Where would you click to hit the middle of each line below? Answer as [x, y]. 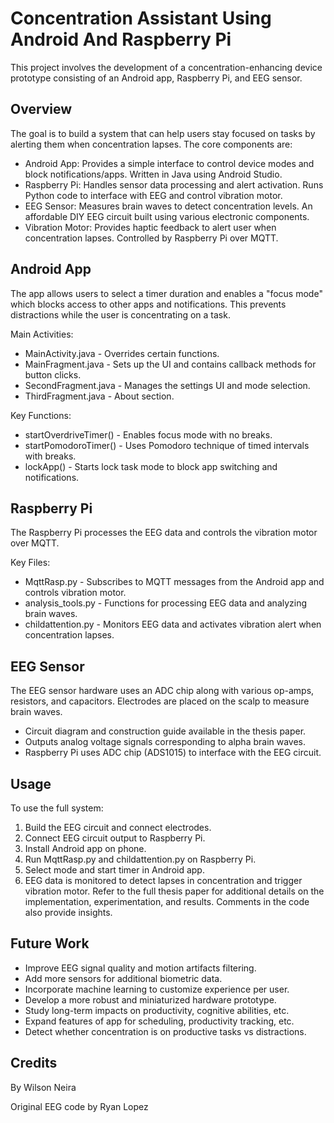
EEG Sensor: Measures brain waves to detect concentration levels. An [168, 206]
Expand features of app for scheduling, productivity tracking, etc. [159, 1021]
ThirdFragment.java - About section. [99, 396]
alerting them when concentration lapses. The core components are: [151, 144]
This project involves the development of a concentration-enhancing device [166, 67]
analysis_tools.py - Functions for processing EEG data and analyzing [166, 603]
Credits [34, 1063]
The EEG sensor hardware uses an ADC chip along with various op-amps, [162, 691]
